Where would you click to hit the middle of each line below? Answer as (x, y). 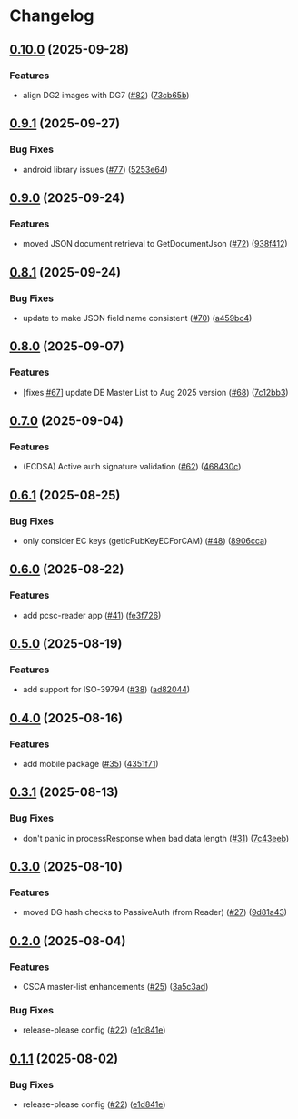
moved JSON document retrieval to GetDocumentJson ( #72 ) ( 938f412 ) (155, 244)
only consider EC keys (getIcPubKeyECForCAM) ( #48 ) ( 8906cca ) (145, 541)
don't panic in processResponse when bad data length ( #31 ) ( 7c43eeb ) (156, 838)
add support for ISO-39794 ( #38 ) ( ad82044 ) (106, 690)
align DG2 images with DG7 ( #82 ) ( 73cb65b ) (106, 95)
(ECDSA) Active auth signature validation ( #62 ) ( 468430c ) (132, 467)
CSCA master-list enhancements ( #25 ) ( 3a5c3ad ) (115, 987)
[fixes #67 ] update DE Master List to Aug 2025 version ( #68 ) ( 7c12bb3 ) (155, 392)
